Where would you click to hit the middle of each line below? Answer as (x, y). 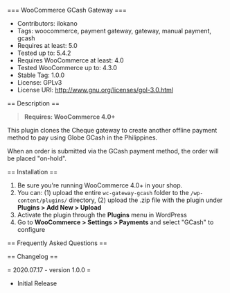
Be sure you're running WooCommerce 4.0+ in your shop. (100, 185)
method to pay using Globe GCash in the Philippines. (82, 137)
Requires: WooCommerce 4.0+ (70, 117)
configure (31, 229)
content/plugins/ (42, 201)
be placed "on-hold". (37, 158)
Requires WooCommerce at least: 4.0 (70, 60)
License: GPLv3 (39, 82)
